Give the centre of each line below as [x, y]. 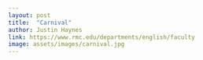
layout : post [30, 15]
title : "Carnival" [40, 23]
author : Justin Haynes [45, 30]
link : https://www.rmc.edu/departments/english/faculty [101, 37]
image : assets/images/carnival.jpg [66, 44]
